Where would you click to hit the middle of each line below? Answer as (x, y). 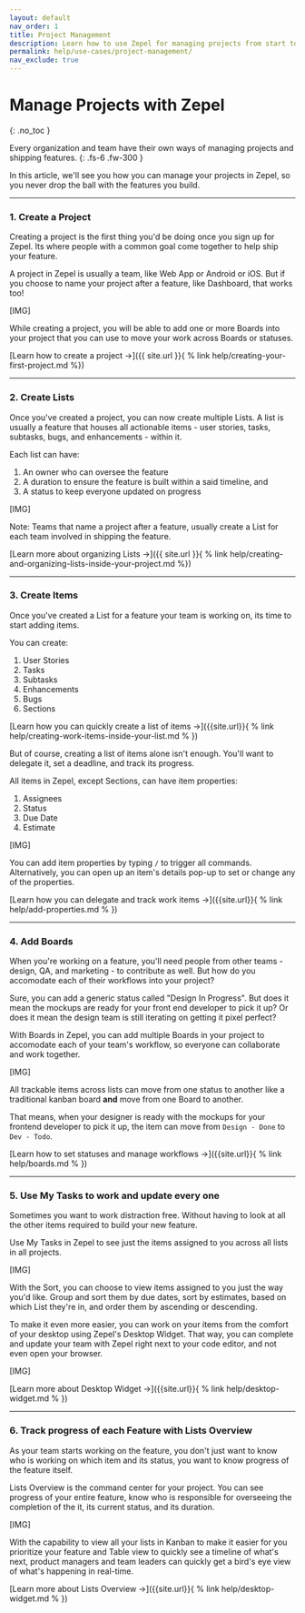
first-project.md (39, 366)
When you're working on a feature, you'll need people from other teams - (146, 962)
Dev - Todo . (31, 1136)
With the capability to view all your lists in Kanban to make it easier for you (148, 1542)
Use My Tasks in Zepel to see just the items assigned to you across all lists (149, 1243)
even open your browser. (56, 1354)
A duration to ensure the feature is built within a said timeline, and (145, 481)
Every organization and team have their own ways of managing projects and (152, 147)
